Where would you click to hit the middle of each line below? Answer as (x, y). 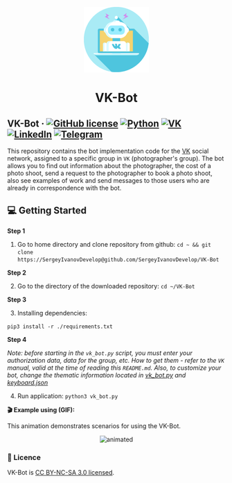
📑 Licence (24, 457)
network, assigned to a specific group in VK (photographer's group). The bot (116, 158)
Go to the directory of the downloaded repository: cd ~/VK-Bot (106, 286)
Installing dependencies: (52, 313)
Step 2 (17, 272)
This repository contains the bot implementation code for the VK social (108, 151)
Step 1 (16, 231)
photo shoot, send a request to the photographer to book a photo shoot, (110, 173)
